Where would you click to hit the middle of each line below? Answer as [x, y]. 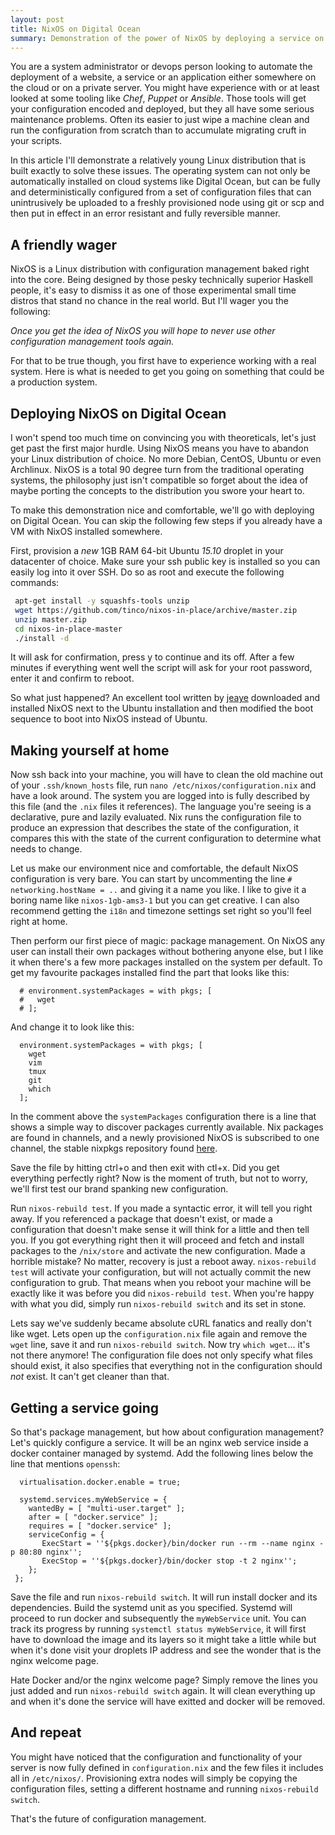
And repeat [46, 1732]
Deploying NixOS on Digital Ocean [118, 413]
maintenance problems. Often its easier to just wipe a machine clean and [160, 120]
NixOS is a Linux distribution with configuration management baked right [160, 269]
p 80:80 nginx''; [46, 1552]
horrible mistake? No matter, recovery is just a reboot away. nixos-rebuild [163, 1262]
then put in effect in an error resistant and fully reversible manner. [145, 213]
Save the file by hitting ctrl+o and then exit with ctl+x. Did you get [145, 1168]
